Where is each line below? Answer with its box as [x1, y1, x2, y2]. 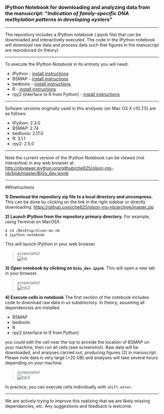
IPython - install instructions [12, 71, 69, 77]
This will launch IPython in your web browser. [5, 241, 96, 247]
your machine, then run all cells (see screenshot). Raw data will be [5, 344, 139, 350]
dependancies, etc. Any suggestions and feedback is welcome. [5, 403, 133, 409]
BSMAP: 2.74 [12, 125, 39, 131]
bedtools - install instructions [12, 81, 71, 87]
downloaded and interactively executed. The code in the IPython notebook [5, 37, 155, 43]
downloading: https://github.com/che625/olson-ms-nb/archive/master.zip [5, 204, 154, 210]
